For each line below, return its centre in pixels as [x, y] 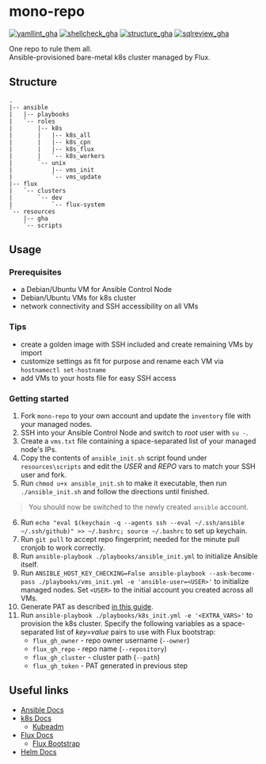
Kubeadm [48, 726]
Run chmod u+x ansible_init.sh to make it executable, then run [123, 483]
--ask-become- [232, 574]
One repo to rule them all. [50, 48]
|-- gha [36, 218]
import [31, 352]
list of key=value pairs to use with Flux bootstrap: [136, 632]
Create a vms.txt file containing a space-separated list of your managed [138, 441]
